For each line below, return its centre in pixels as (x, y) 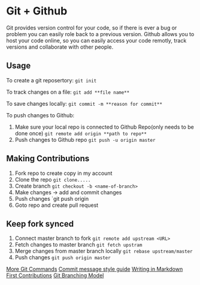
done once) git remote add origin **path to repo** (81, 133)
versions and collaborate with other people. (60, 47)
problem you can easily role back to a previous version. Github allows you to (100, 34)
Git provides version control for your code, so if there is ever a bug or (92, 28)
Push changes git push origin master (63, 257)
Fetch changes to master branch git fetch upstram (78, 245)
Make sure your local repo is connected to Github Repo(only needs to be (104, 127)
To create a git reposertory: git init (51, 80)
